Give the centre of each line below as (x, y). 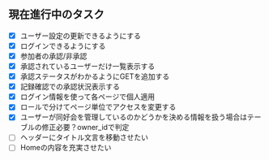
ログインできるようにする (63, 45)
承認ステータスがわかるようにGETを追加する (95, 76)
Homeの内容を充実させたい (66, 148)
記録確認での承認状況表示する (70, 87)
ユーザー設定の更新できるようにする (81, 36)
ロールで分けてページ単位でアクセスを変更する (98, 107)
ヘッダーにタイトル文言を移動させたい (84, 137)
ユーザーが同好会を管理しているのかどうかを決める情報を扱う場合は (134, 117)
